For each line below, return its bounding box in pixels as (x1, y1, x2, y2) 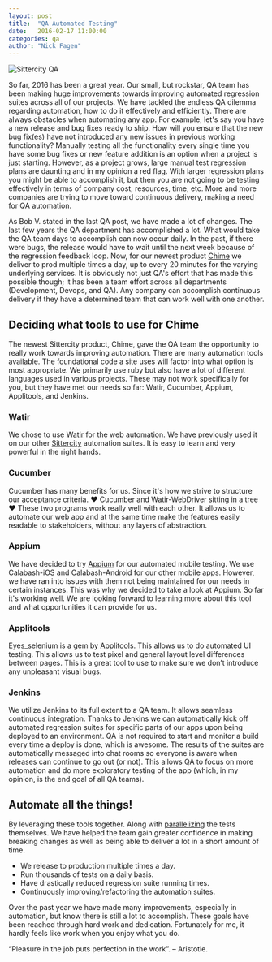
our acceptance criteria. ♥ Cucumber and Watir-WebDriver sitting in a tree (8, 494, 258, 504)
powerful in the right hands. (8, 447, 101, 457)
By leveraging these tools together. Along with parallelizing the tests (8, 819, 236, 829)
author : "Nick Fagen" (8, 42, 82, 50)
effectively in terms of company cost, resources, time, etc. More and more (8, 183, 257, 193)
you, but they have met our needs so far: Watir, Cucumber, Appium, (8, 382, 234, 392)
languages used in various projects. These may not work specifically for (8, 373, 249, 383)
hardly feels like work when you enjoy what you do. (8, 929, 180, 938)
